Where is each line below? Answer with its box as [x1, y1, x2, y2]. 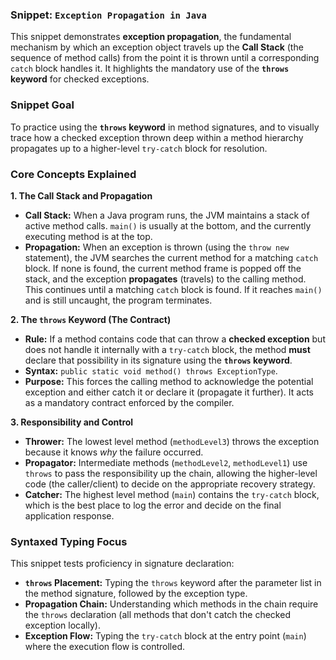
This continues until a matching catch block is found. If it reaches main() [24, 283, 323, 295]
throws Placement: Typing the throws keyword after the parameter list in [24, 577, 322, 589]
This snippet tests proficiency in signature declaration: [10, 558, 235, 570]
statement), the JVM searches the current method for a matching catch [24, 251, 319, 263]
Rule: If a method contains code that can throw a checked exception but [24, 333, 326, 345]
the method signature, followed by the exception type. [24, 588, 248, 600]
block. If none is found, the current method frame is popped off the [24, 262, 302, 274]
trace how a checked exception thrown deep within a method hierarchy [10, 131, 304, 143]
